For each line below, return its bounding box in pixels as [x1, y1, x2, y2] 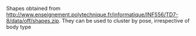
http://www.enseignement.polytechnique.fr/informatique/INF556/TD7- [6, 11, 179, 18]
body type [6, 23, 31, 30]
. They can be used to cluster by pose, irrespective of [58, 17, 190, 24]
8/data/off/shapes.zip [6, 17, 59, 24]
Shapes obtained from [6, 5, 61, 12]
